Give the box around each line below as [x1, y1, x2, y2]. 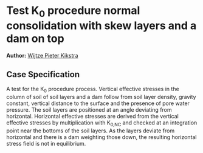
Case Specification [6, 69, 80, 80]
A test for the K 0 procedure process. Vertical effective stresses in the [6, 86, 179, 94]
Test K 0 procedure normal [6, 4, 140, 19]
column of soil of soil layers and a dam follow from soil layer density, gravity [6, 93, 196, 101]
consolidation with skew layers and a [6, 19, 197, 32]
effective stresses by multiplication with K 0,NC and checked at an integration [6, 119, 198, 127]
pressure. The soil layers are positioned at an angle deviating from [6, 106, 172, 114]
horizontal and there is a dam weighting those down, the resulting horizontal [6, 133, 197, 140]
